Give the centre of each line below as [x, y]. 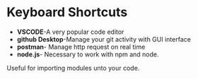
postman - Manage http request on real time [81, 47]
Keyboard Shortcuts [67, 12]
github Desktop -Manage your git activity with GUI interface [104, 39]
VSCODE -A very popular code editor [70, 32]
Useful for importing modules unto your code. [73, 68]
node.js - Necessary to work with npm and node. [88, 54]
